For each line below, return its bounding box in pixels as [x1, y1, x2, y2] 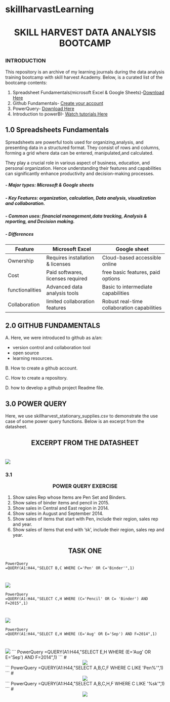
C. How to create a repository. [5, 375, 68, 381]
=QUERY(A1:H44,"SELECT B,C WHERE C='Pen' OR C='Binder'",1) [5, 565, 135, 571]
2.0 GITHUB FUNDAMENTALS [5, 321, 100, 330]
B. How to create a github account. [5, 365, 78, 371]
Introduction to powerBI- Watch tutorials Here [12, 110, 108, 117]
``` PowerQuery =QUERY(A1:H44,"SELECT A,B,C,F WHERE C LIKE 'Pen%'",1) [5, 665, 163, 671]
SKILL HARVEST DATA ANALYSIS [14, 27, 156, 39]
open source [12, 350, 39, 356]
